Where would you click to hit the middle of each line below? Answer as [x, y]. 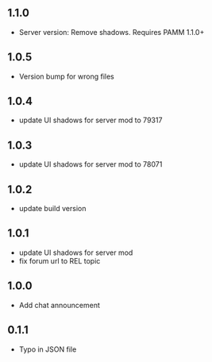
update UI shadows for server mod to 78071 [91, 164]
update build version [52, 209]
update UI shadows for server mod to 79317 [91, 120]
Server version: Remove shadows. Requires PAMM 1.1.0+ [112, 32]
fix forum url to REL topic [60, 260]
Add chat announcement [59, 305]
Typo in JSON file [48, 349]
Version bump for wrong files [66, 76]
